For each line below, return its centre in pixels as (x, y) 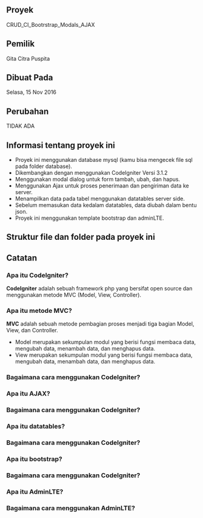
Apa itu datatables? (36, 427)
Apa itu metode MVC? (39, 311)
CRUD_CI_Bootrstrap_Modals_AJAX (51, 24)
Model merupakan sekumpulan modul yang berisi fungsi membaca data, (105, 342)
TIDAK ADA (21, 126)
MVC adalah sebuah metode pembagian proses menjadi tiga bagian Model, (100, 324)
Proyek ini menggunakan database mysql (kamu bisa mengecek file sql (104, 160)
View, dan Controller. (32, 331)
